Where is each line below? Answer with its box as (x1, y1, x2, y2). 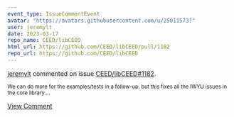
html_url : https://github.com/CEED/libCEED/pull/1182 (7, 43, 171, 50)
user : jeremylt (7, 23, 53, 30)
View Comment (7, 101, 53, 110)
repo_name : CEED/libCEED (7, 37, 81, 44)
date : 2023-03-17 (7, 30, 59, 38)
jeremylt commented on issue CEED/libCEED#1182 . (7, 69, 156, 78)
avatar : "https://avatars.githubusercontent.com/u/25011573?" (7, 17, 196, 24)
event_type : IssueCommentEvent (7, 10, 100, 18)
